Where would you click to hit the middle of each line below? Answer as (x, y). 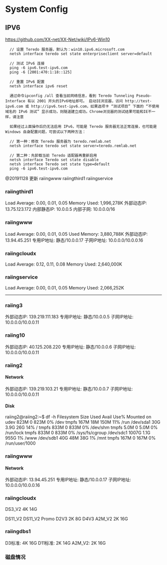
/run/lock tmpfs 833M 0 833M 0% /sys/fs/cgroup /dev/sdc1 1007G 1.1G (78, 433)
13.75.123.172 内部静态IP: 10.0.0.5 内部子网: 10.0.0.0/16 (60, 209)
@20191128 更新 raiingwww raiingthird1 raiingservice (59, 178)
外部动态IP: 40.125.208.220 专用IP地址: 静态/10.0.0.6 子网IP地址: (71, 347)
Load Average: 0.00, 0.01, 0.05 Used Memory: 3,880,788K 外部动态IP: (77, 234)
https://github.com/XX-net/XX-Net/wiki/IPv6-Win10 (58, 39)
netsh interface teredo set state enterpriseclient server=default (81, 54)
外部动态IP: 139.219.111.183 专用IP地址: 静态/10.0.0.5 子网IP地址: (69, 317)
